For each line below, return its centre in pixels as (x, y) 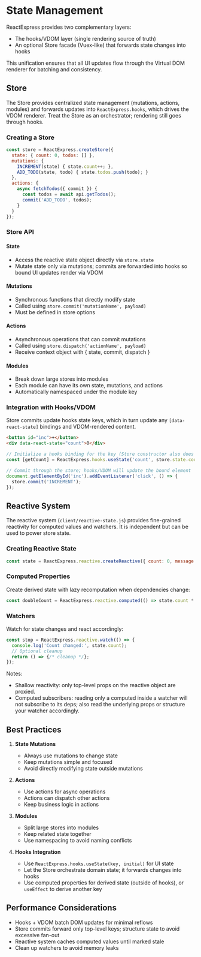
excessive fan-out (37, 935)
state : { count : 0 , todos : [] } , (53, 155)
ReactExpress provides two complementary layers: (69, 27)
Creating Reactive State (41, 549)
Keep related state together (57, 834)
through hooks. (25, 122)
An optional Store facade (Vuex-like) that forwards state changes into (100, 45)
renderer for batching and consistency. (54, 69)
